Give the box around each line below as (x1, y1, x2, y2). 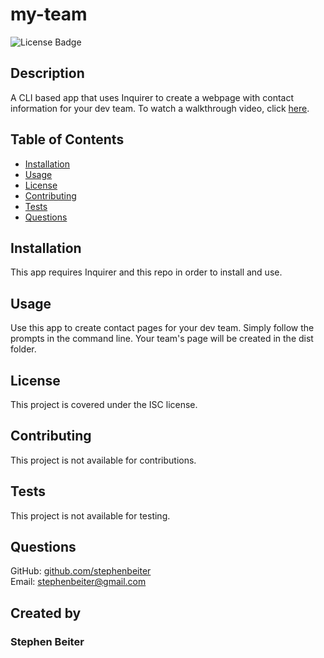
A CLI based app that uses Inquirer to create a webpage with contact (10, 91, 294, 103)
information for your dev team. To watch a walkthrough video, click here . (10, 102, 310, 114)
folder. (10, 343, 37, 355)
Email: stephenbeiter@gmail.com (10, 576, 147, 588)
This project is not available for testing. (10, 509, 171, 522)
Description (10, 65, 85, 82)
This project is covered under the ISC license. (10, 399, 198, 410)
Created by (10, 604, 82, 622)
